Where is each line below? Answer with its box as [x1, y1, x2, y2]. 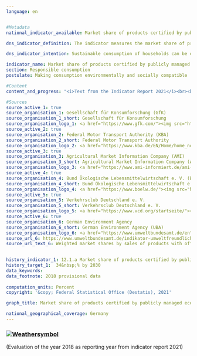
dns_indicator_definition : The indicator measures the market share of [6, 40, 185, 46]
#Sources [6, 99, 28, 105]
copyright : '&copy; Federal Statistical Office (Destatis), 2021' [6, 290, 172, 296]
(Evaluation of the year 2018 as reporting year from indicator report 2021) [6, 344, 184, 351]
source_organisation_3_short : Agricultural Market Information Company [6, 159, 185, 165]
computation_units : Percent [6, 284, 75, 290]
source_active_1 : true [6, 104, 62, 110]
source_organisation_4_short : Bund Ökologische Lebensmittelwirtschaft [6, 181, 185, 187]
